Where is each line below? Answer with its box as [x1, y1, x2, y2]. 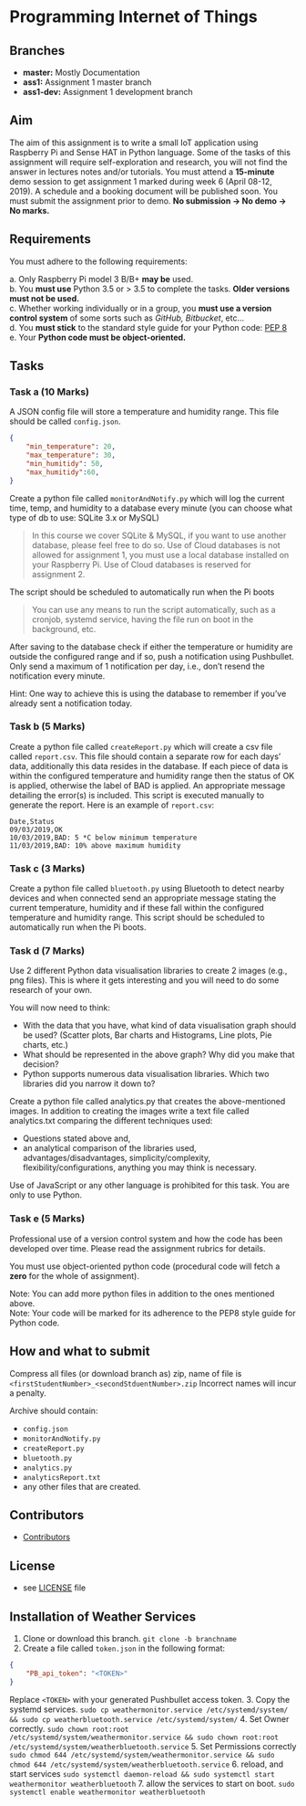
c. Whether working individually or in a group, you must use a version [9, 302, 272, 313]
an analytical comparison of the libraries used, [22, 1143, 198, 1154]
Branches [9, 43, 66, 58]
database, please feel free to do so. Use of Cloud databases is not [31, 539, 280, 550]
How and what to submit [9, 1344, 150, 1359]
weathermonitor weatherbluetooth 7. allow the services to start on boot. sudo [9, 1778, 295, 1789]
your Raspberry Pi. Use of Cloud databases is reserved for [31, 559, 252, 570]
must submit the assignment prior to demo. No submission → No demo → [9, 195, 287, 206]
